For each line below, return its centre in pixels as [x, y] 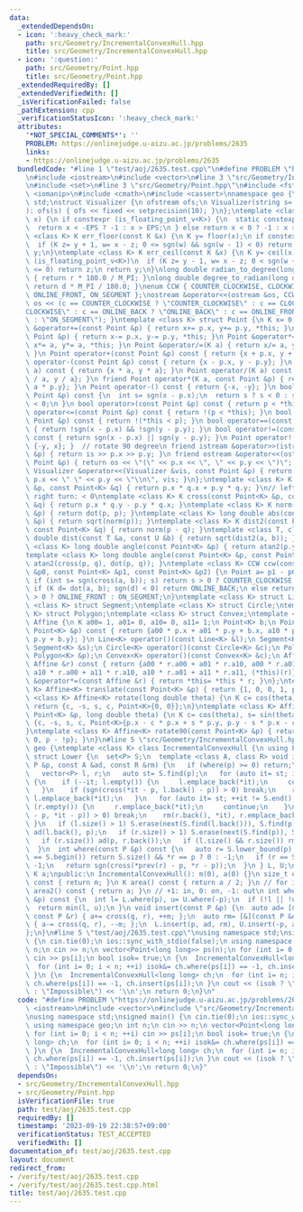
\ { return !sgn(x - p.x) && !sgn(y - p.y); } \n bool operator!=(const [163, 429]
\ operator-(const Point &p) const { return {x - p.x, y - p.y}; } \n [159, 362]
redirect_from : [38, 1168]
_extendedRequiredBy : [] [64, 85]
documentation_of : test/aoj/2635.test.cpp [90, 1151]
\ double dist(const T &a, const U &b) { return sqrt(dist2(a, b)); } [161, 538]
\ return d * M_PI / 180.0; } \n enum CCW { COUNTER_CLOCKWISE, [145, 286]
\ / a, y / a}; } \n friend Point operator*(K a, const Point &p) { [155, 379]
